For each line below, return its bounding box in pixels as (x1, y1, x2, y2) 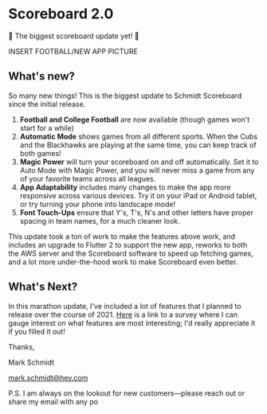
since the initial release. (8, 99, 86, 108)
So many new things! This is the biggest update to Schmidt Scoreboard (8, 91, 242, 100)
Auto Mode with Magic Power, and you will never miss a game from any (19, 165, 255, 175)
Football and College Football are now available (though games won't (19, 115, 250, 124)
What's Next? (8, 280, 78, 294)
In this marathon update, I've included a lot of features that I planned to (8, 301, 241, 310)
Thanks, (8, 342, 35, 351)
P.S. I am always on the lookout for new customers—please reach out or (8, 388, 245, 398)
